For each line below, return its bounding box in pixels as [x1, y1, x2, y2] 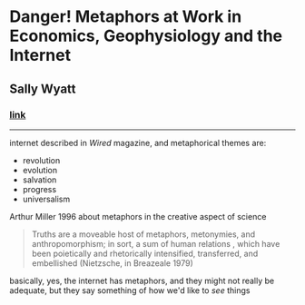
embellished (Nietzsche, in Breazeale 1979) [31, 257, 193, 269]
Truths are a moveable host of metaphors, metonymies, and [31, 229, 256, 240]
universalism [22, 193, 71, 204]
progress [22, 183, 57, 194]
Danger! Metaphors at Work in [9, 6, 242, 27]
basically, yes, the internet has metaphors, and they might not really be [9, 275, 275, 286]
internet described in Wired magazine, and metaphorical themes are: [9, 137, 267, 148]
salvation [22, 174, 57, 185]
